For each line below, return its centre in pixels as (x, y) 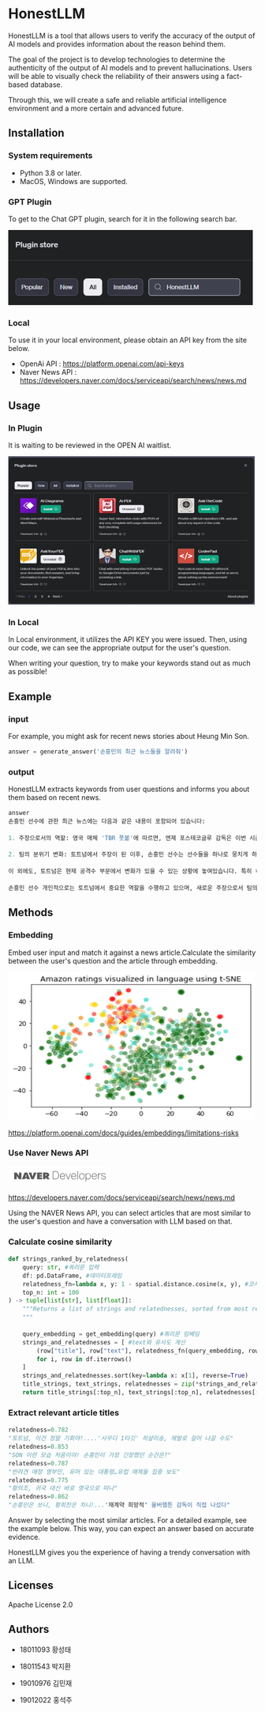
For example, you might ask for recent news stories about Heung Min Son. (129, 736)
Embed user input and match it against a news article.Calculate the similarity (132, 952)
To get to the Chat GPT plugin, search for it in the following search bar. (123, 219)
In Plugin (25, 428)
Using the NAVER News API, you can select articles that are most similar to (129, 1212)
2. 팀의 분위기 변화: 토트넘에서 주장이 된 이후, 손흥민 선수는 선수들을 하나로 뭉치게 (128, 854)
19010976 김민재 (46, 1683)
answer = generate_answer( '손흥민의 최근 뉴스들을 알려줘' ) (98, 752)
